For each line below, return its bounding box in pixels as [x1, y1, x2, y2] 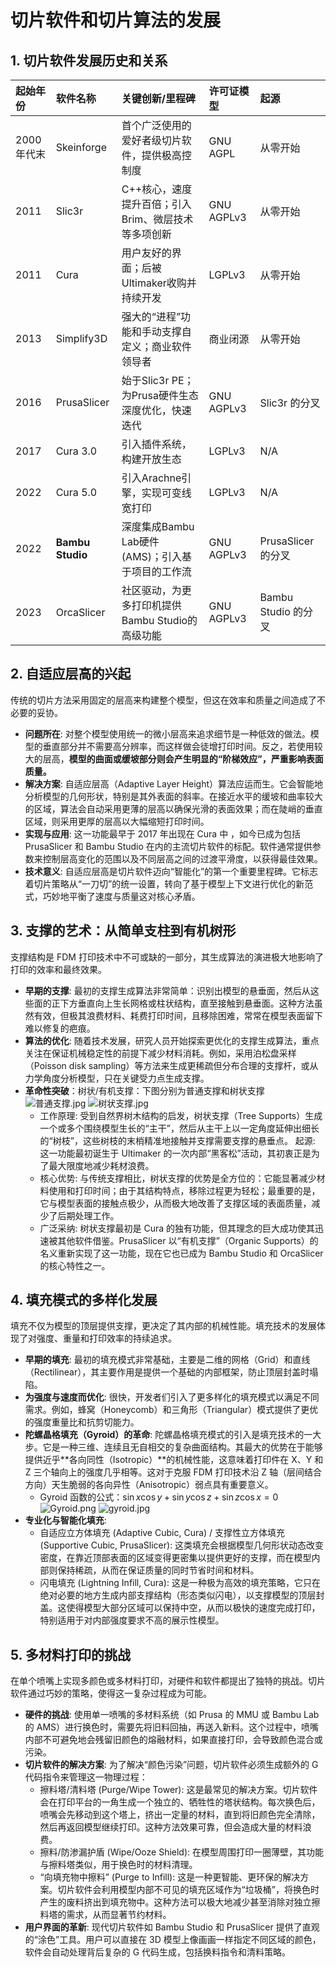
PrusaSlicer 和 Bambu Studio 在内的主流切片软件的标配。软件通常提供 [24, 840, 313, 852]
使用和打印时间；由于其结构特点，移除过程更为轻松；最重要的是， [48, 1184, 321, 1196]
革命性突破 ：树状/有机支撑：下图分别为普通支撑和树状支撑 [24, 1084, 265, 1096]
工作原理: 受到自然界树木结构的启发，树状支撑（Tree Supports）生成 [39, 1109, 323, 1121]
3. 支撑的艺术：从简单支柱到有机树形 [10, 922, 237, 940]
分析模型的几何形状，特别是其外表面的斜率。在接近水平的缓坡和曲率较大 [24, 790, 323, 802]
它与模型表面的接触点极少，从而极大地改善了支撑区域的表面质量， [39, 1197, 312, 1209]
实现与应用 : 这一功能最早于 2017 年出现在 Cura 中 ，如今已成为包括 [24, 827, 302, 840]
